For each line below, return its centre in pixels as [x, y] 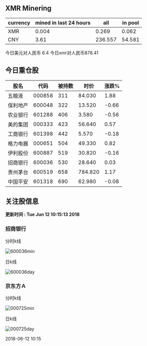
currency [19, 22]
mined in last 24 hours [63, 22]
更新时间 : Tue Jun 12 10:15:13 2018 [43, 214]
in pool [131, 22]
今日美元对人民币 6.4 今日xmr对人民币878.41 [52, 52]
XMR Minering [28, 8]
